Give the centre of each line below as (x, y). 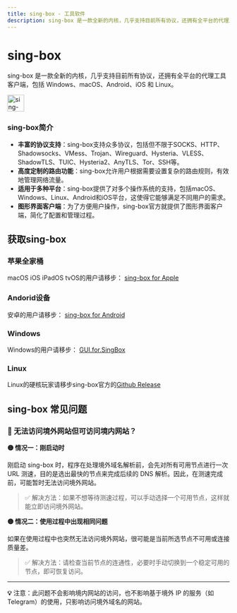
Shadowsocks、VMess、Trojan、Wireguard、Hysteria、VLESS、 (113, 153)
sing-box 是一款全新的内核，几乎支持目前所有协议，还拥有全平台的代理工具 (117, 76)
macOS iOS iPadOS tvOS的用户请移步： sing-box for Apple (93, 278)
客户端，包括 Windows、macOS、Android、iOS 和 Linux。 (92, 85)
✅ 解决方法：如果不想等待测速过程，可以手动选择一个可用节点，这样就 (127, 498)
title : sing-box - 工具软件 (47, 14)
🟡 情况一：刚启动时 (36, 448)
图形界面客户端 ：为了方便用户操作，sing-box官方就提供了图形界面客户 (120, 206)
